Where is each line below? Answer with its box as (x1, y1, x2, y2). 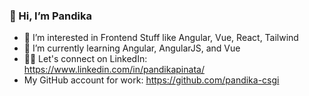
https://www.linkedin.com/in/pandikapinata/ (23, 64, 205, 76)
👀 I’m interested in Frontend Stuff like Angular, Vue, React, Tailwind (23, 32, 299, 44)
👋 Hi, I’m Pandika (9, 9, 92, 23)
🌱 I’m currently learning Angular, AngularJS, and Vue (23, 42, 241, 54)
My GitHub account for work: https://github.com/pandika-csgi (23, 74, 280, 86)
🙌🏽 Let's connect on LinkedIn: (23, 53, 148, 65)
